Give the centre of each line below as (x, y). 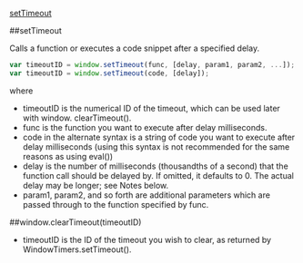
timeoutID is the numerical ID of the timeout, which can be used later (151, 108)
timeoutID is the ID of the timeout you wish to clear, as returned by (146, 239)
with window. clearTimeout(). (77, 118)
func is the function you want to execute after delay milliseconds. (145, 127)
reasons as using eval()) (68, 156)
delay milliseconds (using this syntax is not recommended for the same (156, 146)
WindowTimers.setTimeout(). (77, 249)
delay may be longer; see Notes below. (96, 185)
